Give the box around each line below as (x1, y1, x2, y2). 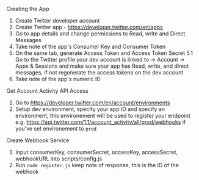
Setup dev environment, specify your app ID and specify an (15, 106, 165, 112)
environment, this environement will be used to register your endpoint (15, 112, 190, 119)
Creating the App (6, 5, 49, 12)
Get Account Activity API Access (6, 87, 89, 94)
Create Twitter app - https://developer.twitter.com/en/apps (15, 24, 164, 31)
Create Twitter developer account (15, 17, 100, 24)
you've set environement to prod (15, 125, 97, 132)
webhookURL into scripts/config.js (15, 155, 103, 162)
